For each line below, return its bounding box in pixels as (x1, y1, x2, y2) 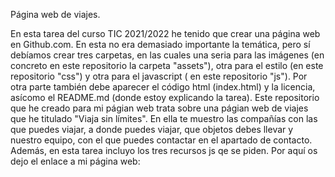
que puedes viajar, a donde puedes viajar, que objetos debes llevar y (10, 124, 294, 135)
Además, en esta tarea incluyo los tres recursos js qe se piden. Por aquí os (10, 145, 318, 156)
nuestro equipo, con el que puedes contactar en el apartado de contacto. (10, 134, 313, 146)
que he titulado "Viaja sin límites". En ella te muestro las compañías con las (10, 113, 318, 124)
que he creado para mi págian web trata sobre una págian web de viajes (10, 102, 309, 114)
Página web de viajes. (10, 9, 101, 20)
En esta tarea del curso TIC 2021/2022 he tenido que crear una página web (10, 28, 321, 39)
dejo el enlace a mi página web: (10, 155, 141, 167)
